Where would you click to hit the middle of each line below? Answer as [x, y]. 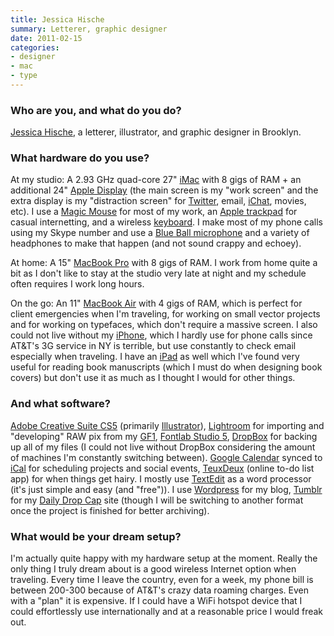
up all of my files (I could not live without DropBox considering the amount [163, 447]
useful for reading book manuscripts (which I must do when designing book [166, 367]
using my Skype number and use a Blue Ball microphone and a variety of [160, 233]
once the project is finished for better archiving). [110, 510]
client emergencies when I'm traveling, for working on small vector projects [165, 314]
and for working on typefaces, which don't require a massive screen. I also [164, 325]
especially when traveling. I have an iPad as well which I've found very [155, 357]
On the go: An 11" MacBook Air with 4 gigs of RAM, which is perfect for [156, 303]
